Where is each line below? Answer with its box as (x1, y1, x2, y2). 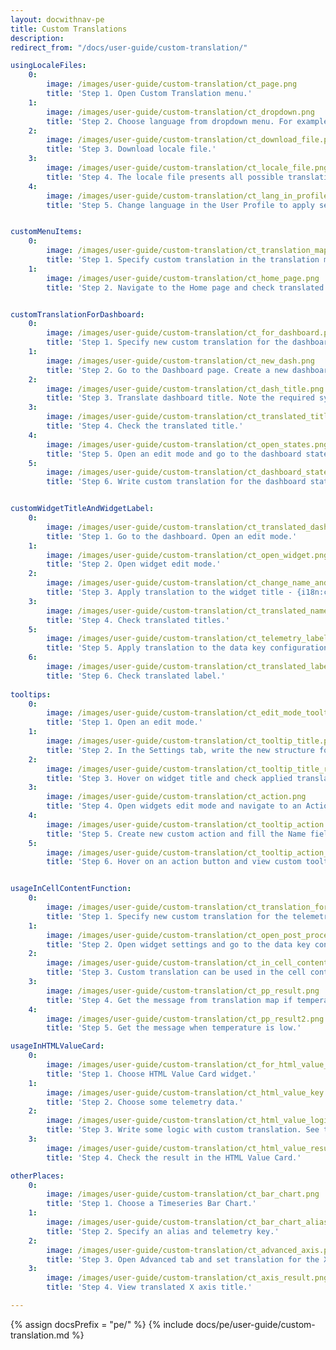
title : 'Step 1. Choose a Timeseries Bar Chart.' (46, 1199, 257, 1209)
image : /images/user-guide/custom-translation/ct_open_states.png (46, 439, 329, 450)
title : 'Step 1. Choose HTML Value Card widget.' (46, 1069, 257, 1079)
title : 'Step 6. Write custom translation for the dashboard (46, 477, 307, 487)
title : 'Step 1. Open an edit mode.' (46, 717, 203, 728)
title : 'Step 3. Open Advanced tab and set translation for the (46, 1254, 320, 1265)
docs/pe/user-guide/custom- (195, 1318, 316, 1330)
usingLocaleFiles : (10, 61, 87, 71)
